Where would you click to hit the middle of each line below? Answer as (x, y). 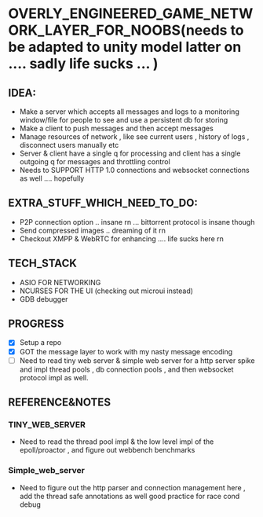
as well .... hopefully (52, 178)
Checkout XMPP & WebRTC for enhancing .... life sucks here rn (121, 238)
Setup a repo (40, 343)
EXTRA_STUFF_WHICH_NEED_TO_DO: (103, 203)
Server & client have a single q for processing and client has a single (130, 153)
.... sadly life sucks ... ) (83, 64)
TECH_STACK (42, 264)
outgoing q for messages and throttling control (95, 161)
